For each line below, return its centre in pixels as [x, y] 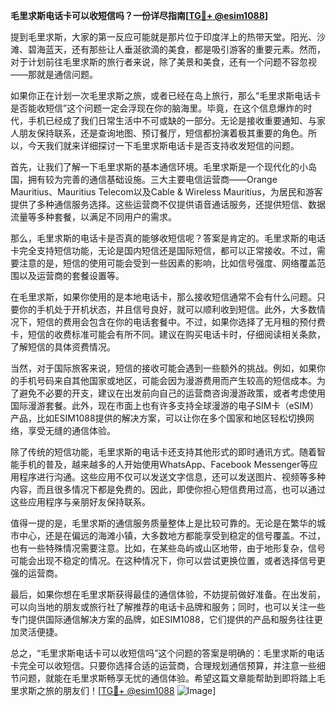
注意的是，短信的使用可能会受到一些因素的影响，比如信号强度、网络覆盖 [167, 263]
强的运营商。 [36, 573]
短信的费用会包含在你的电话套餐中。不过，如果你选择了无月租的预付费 [181, 322]
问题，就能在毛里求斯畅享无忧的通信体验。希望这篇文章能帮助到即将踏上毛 [172, 678]
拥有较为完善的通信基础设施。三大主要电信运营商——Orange [152, 179]
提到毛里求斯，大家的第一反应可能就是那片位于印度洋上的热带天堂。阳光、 [163, 37]
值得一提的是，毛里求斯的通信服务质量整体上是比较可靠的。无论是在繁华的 [163, 523]
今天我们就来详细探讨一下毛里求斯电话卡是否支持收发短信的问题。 [163, 145]
